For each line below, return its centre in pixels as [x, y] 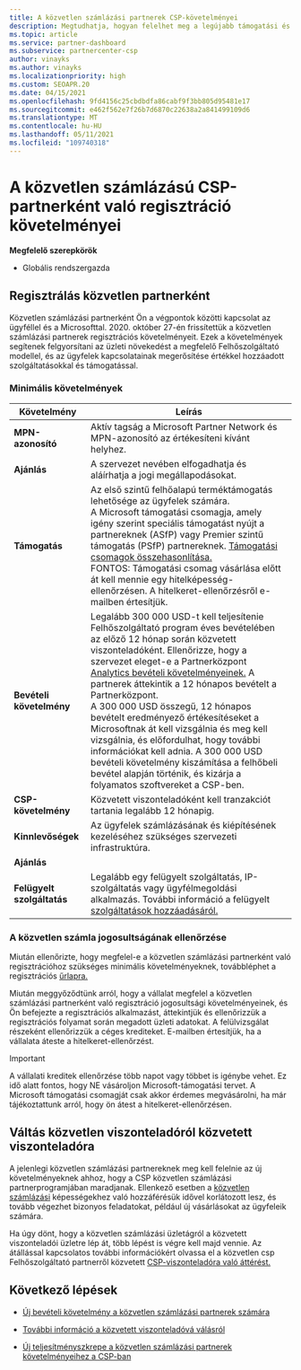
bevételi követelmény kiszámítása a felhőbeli [184, 762]
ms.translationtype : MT [54, 118]
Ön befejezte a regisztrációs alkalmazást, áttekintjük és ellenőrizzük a [138, 1013]
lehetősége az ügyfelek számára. [160, 501]
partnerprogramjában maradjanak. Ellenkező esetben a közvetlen [129, 1187]
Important [27, 1058]
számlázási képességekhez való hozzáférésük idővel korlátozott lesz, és [143, 1197]
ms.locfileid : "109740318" [60, 143]
